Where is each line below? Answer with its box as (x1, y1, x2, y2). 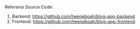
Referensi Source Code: (4, 4, 54, 10)
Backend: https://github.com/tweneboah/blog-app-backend (11, 14, 135, 19)
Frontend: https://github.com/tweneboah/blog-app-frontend (11, 19, 135, 24)
